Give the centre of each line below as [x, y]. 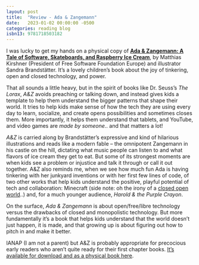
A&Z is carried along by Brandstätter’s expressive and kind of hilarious [92, 137]
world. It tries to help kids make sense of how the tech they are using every [98, 107]
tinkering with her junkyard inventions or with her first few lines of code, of [98, 175]
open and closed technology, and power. [56, 76]
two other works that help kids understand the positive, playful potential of [98, 182]
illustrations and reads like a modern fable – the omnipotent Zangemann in [97, 144]
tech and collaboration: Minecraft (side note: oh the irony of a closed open [97, 188]
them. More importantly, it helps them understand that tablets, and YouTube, [100, 119]
